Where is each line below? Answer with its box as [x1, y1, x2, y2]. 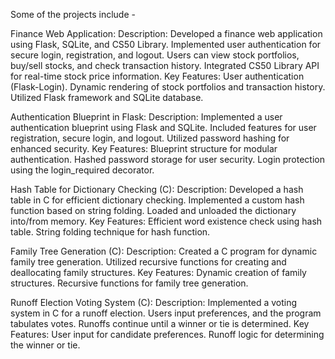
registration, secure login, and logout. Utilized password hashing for [10, 132, 290, 144]
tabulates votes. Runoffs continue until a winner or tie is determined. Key [10, 318, 310, 329]
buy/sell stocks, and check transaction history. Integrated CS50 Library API [10, 60, 320, 71]
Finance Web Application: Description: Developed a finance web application [10, 28, 323, 39]
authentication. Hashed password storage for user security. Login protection [10, 154, 326, 165]
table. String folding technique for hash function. [10, 226, 211, 238]
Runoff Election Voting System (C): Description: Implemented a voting [10, 297, 298, 308]
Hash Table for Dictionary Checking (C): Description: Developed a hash [10, 184, 304, 195]
